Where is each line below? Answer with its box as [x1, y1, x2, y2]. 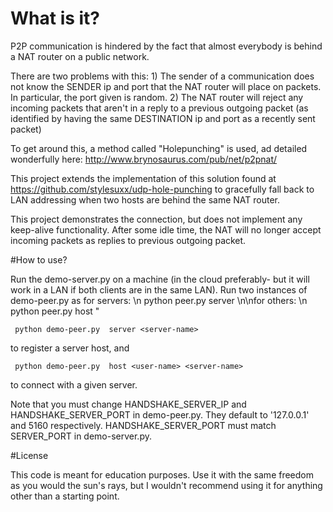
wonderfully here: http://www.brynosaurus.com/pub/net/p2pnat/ [10, 153, 278, 165]
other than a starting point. [10, 490, 120, 502]
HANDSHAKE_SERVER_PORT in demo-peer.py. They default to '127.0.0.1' [10, 408, 310, 421]
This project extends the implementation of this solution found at [10, 172, 277, 184]
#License [10, 449, 49, 461]
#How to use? [10, 253, 68, 266]
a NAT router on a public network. [10, 50, 150, 62]
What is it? [10, 7, 101, 30]
